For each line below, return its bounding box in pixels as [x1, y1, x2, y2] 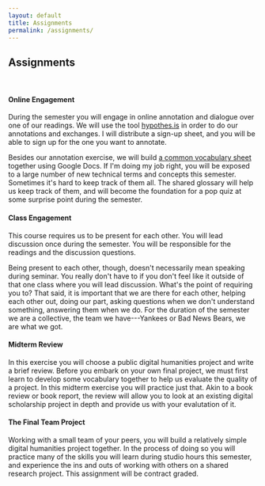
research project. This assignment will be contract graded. [8, 469, 199, 478]
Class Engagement [8, 213, 72, 222]
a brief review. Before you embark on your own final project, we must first [8, 366, 248, 375]
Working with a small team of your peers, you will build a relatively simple [8, 435, 248, 444]
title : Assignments [8, 19, 73, 27]
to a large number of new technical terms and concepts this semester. [8, 169, 237, 179]
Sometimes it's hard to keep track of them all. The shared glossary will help [8, 178, 254, 188]
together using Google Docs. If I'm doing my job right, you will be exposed [8, 161, 251, 171]
